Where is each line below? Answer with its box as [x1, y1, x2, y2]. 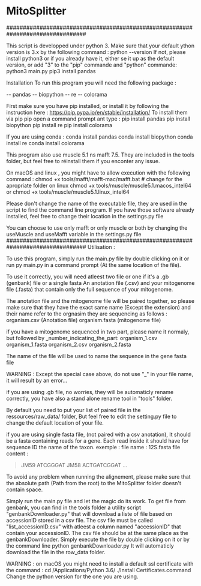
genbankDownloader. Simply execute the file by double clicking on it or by [6, 536, 190, 543]
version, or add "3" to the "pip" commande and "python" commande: [6, 61, 177, 68]
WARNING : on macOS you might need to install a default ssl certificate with [6, 560, 194, 567]
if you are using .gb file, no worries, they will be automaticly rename [6, 388, 174, 395]
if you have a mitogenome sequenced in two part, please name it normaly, [6, 328, 190, 335]
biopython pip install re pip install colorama [6, 121, 113, 128]
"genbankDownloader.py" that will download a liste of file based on [6, 510, 173, 517]
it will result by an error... [6, 377, 68, 384]
